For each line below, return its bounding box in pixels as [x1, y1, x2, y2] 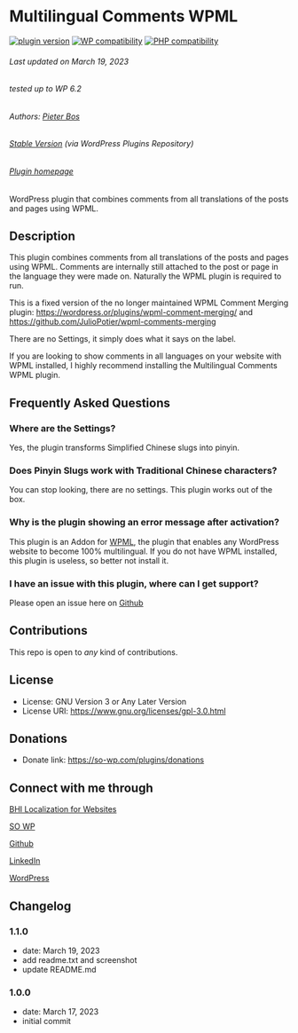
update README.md [21, 964, 97, 974]
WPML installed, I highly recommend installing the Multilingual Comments [9, 360, 278, 371]
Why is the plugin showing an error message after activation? [9, 516, 279, 529]
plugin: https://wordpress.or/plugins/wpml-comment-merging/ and [9, 307, 254, 318]
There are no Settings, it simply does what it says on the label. [9, 334, 237, 344]
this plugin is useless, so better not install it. [9, 555, 169, 565]
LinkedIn [9, 856, 41, 866]
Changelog [9, 898, 72, 913]
